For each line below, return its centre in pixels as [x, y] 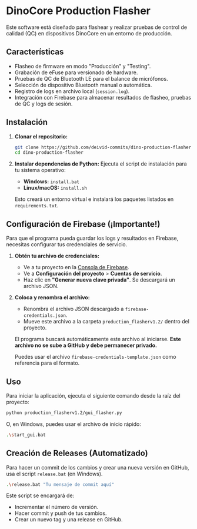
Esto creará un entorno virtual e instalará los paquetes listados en [94, 199]
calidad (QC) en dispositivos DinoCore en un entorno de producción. [89, 33]
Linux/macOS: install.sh [55, 188]
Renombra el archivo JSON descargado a [74, 309]
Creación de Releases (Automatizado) [77, 453]
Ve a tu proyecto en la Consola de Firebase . [76, 267]
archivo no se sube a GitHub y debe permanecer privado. [86, 345]
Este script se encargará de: [40, 495]
